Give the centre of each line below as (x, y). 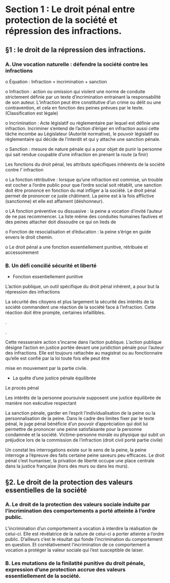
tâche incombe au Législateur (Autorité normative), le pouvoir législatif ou (82, 134)
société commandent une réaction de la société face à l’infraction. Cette (81, 307)
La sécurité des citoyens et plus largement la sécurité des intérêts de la (80, 302)
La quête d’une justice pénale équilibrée (54, 378)
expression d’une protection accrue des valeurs (65, 569)
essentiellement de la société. (43, 576)
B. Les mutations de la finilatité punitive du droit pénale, (75, 563)
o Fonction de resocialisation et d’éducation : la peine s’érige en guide (78, 231)
